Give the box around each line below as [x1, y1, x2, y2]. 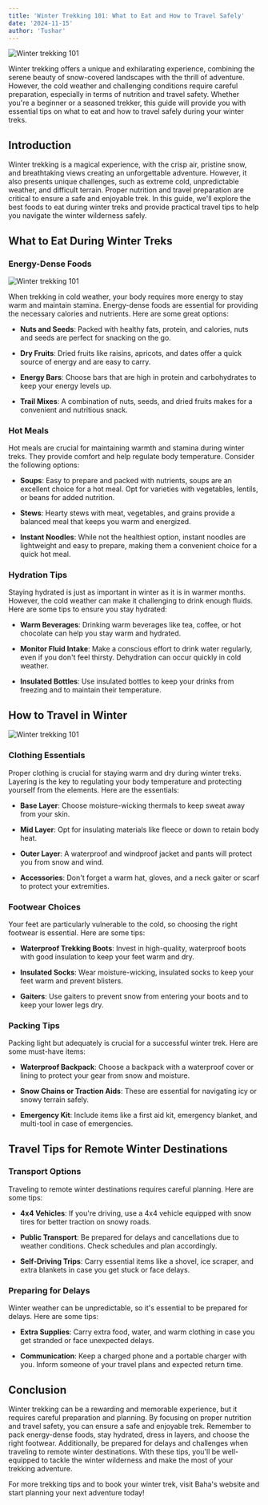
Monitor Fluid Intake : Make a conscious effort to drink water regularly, [19, 644, 253, 654]
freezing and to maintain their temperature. [19, 685, 162, 695]
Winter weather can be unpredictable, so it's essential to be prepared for [8, 1303, 248, 1313]
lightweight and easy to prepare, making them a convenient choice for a [19, 541, 258, 551]
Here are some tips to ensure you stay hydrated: [8, 604, 168, 614]
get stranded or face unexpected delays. [19, 1336, 154, 1346]
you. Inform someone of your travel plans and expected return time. [19, 1360, 244, 1370]
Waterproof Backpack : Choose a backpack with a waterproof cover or [19, 1063, 254, 1072]
